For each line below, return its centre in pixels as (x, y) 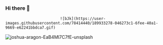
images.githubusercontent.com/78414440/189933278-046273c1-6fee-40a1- (82, 23)
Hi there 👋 (18, 8)
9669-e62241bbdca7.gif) (31, 28)
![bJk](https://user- (83, 19)
